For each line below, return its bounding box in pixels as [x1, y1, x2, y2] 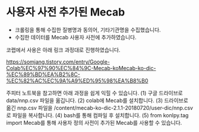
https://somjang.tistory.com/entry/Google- [6, 58, 110, 65]
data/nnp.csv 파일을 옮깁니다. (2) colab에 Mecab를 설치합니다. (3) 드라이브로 [6, 96, 188, 104]
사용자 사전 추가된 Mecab [6, 5, 125, 19]
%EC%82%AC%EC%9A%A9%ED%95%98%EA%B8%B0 [6, 77, 149, 84]
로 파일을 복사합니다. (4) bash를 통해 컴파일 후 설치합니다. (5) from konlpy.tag [6, 111, 189, 119]
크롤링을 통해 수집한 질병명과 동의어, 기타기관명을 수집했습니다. [14, 26, 162, 33]
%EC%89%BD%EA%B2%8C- [6, 71, 80, 78]
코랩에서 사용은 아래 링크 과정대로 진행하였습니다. [6, 46, 121, 54]
